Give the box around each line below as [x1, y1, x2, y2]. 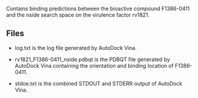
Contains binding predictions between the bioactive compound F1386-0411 [6, 5, 190, 12]
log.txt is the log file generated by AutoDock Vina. [14, 44, 137, 51]
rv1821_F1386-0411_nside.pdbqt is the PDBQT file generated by [14, 56, 171, 63]
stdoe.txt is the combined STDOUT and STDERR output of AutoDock [14, 80, 183, 87]
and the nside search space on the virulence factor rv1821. [6, 11, 150, 18]
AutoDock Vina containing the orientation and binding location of [14, 62, 174, 69]
